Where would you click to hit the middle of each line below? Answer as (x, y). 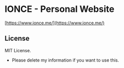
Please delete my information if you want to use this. (65, 60)
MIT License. (18, 50)
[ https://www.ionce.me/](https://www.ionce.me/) (55, 23)
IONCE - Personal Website (60, 9)
